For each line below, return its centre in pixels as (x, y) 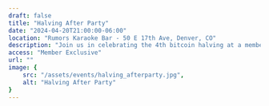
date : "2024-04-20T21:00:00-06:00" (68, 30)
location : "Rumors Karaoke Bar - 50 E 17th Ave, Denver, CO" (112, 38)
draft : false (30, 16)
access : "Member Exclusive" (55, 53)
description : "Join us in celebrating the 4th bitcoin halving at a (125, 45)
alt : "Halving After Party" (69, 82)
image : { (23, 68)
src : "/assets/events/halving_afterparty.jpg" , (103, 75)
